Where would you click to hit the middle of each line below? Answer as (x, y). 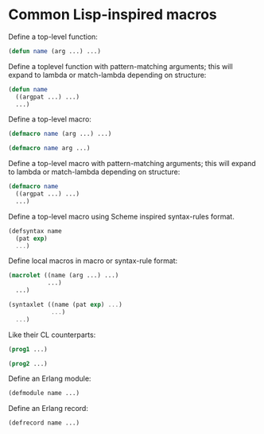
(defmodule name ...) (44, 393)
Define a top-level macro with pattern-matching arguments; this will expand (132, 164)
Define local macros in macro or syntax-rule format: (93, 261)
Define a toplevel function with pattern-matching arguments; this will (120, 66)
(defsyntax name (35, 231)
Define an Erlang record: (49, 409)
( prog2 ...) (28, 363)
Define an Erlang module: (50, 378)
